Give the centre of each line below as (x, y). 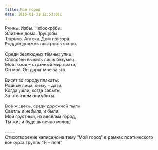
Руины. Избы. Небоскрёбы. (33, 28)
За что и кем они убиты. (30, 95)
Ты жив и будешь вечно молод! (38, 121)
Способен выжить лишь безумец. (40, 59)
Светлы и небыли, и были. (32, 111)
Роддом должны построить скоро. (41, 43)
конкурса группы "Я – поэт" (34, 142)
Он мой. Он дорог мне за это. (36, 69)
